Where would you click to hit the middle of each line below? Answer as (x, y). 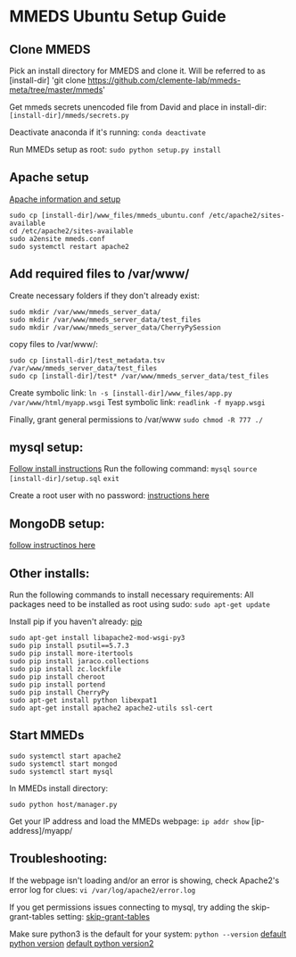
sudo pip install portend (57, 685)
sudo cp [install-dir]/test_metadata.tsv (87, 360)
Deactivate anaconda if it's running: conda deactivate (108, 132)
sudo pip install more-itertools (71, 653)
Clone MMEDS (50, 50)
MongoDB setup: (57, 524)
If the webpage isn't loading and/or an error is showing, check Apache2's (144, 880)
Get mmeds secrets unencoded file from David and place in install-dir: (138, 107)
